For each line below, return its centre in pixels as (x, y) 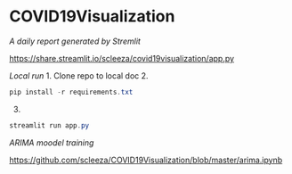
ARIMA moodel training (52, 142)
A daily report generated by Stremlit (75, 41)
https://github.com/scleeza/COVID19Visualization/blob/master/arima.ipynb (146, 160)
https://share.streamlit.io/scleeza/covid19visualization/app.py (122, 58)
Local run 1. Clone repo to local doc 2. (79, 75)
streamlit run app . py (49, 125)
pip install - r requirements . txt (71, 92)
